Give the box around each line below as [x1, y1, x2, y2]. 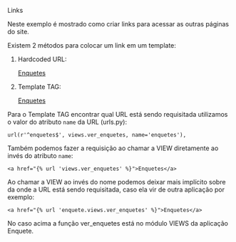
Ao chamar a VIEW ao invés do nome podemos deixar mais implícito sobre [7, 178, 226, 186]
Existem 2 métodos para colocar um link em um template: [7, 41, 177, 49]
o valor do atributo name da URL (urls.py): [7, 117, 127, 126]
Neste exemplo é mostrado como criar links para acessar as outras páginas [7, 20, 230, 28]
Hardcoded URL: [17, 55, 67, 63]
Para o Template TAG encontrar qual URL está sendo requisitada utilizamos [7, 110, 228, 118]
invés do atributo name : [7, 152, 73, 159]
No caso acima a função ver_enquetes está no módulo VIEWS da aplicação [7, 219, 228, 227]
